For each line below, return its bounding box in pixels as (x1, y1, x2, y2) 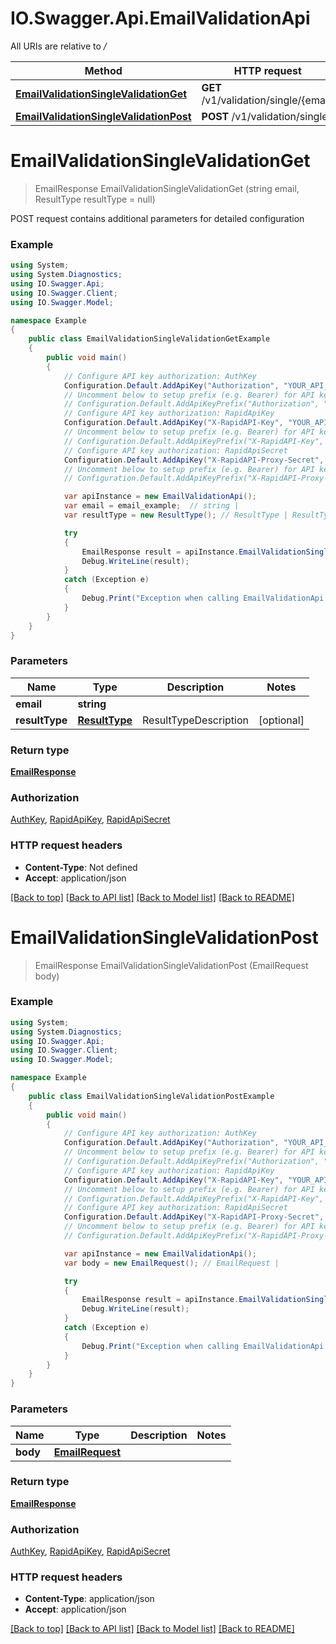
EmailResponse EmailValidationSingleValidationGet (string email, (34, 182, 300, 194)
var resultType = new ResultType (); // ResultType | (63, 510, 288, 521)
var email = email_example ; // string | (63, 501, 240, 511)
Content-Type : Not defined (24, 861, 138, 873)
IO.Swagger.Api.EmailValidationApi (10, 7, 311, 30)
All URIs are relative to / (10, 40, 107, 52)
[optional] (258, 713, 305, 727)
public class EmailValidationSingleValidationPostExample (28, 1091, 275, 1101)
